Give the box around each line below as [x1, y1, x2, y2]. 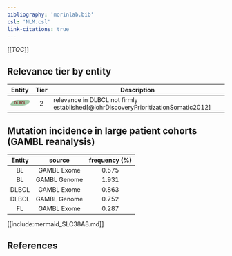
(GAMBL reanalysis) [7, 135, 95, 148]
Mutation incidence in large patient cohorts [7, 125, 197, 137]
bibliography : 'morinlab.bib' [7, 11, 95, 18]
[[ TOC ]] [7, 46, 29, 54]
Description [120, 86, 155, 94]
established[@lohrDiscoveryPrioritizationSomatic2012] [52, 103, 211, 111]
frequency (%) [88, 156, 133, 164]
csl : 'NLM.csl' [7, 18, 51, 26]
